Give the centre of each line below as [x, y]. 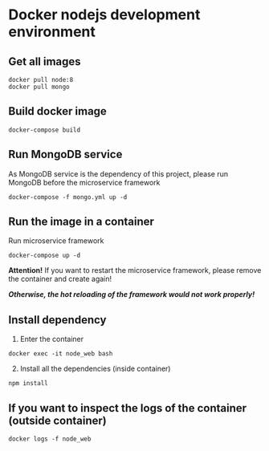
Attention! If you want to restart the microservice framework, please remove [135, 270]
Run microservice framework [56, 241]
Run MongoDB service [65, 154]
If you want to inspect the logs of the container [128, 408]
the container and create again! [60, 279]
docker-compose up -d [45, 256]
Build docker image [57, 111]
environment [52, 32]
